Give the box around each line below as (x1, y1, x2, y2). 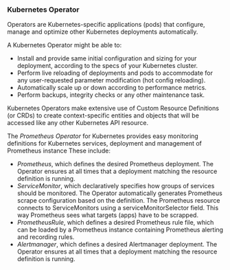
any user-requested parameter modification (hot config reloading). (16, 76, 206, 85)
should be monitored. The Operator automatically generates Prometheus (16, 189, 223, 197)
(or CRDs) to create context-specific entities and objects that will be (7, 111, 199, 120)
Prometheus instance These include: (7, 146, 111, 155)
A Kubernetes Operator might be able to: (7, 41, 122, 49)
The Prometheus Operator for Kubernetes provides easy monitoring (7, 132, 199, 140)
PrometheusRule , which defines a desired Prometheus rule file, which (16, 218, 214, 227)
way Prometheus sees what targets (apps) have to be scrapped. (16, 211, 199, 219)
